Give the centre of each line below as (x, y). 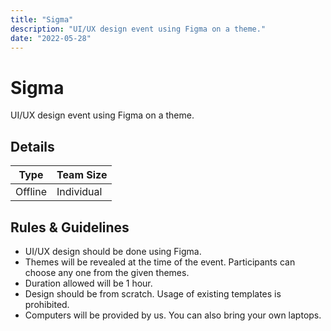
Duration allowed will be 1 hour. (88, 283)
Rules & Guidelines (70, 227)
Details (32, 146)
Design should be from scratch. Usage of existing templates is (153, 293)
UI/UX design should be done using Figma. (113, 251)
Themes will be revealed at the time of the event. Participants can (160, 262)
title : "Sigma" (42, 19)
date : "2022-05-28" (51, 38)
